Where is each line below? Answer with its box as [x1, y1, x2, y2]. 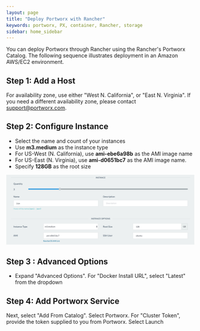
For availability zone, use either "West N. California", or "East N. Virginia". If [6, 91, 191, 99]
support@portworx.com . [6, 105, 67, 112]
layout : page [6, 10, 39, 16]
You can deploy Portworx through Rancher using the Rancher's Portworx [6, 45, 186, 53]
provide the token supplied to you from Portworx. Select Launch [6, 318, 164, 326]
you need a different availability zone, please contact [6, 98, 136, 105]
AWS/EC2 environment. [6, 59, 64, 66]
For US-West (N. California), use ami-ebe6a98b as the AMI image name [14, 150, 193, 157]
